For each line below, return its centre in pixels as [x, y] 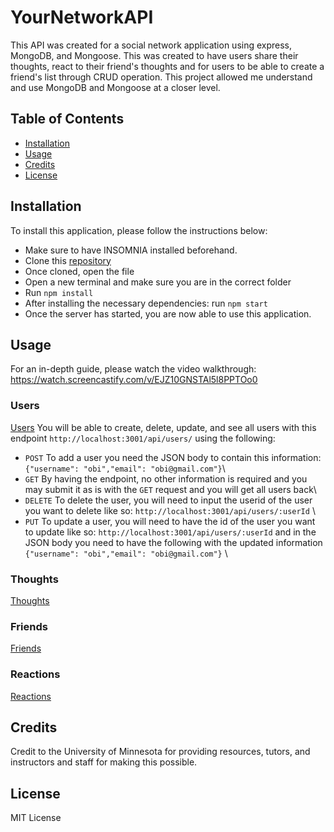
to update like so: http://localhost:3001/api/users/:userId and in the [170, 532]
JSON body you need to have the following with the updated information [173, 542]
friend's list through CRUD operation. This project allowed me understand [161, 77]
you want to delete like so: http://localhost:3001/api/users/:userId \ [170, 510]
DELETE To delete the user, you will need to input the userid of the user [168, 500]
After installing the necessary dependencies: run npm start [146, 303]
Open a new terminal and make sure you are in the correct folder [158, 282]
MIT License [36, 818]
